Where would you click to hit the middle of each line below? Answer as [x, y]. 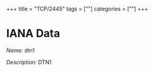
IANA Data [33, 34]
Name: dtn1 [21, 50]
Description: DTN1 [29, 62]
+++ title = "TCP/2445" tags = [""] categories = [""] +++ [77, 9]
